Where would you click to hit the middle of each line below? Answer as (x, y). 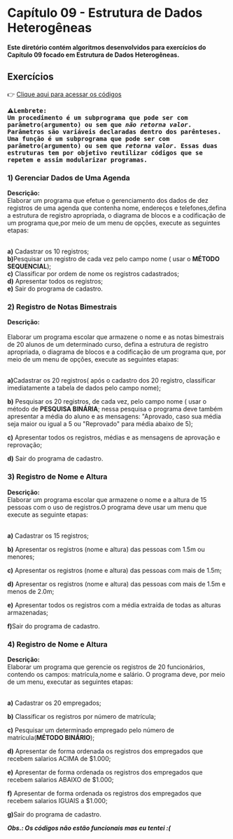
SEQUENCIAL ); (29, 266)
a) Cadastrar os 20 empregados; (54, 703)
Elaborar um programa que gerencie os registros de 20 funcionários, (106, 667)
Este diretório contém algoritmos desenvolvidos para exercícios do (107, 47)
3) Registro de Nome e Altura (57, 477)
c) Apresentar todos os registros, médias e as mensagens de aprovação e (114, 437)
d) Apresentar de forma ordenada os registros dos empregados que (105, 751)
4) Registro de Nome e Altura (58, 644)
